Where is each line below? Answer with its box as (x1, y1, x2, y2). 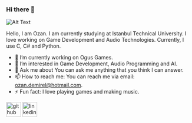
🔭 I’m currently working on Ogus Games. (14, 54, 113, 61)
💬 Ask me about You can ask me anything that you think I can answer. (14, 67, 184, 74)
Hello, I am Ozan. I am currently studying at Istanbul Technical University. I (6, 30, 187, 37)
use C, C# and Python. (6, 42, 61, 49)
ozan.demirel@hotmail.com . (14, 82, 83, 89)
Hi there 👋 (6, 5, 35, 14)
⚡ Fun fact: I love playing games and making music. (14, 88, 140, 95)
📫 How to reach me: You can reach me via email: (14, 73, 135, 80)
